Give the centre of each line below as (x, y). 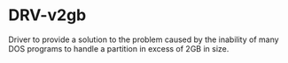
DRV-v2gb (47, 15)
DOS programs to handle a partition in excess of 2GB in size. (119, 48)
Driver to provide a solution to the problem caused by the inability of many (144, 39)
